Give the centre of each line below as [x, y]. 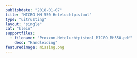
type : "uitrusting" [26, 19]
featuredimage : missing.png [35, 47]
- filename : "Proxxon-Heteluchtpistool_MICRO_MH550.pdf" [71, 38]
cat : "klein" [19, 29]
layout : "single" [24, 24]
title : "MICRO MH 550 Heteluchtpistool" [49, 15]
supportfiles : [20, 33]
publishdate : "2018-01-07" [34, 10]
